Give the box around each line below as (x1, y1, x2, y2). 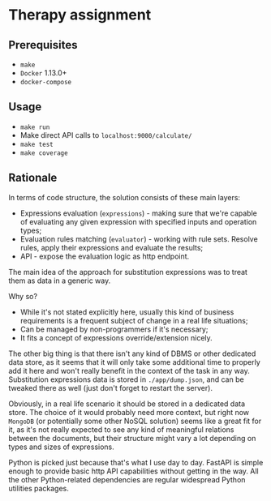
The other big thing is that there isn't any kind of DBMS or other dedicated (8, 349, 256, 358)
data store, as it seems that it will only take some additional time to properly (8, 357, 261, 366)
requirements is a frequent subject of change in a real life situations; (19, 315, 248, 325)
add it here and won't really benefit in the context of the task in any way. (8, 366, 250, 375)
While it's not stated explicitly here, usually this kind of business (19, 306, 234, 317)
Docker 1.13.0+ (19, 68, 67, 78)
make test (19, 140, 54, 148)
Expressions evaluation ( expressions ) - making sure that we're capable (19, 208, 257, 218)
